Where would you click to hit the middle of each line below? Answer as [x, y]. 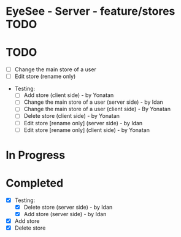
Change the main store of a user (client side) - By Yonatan [97, 109]
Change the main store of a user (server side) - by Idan [93, 102]
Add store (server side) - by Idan [65, 214]
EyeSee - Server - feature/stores [90, 11]
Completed [35, 183]
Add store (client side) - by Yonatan [69, 95]
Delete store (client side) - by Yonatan [72, 116]
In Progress [36, 155]
